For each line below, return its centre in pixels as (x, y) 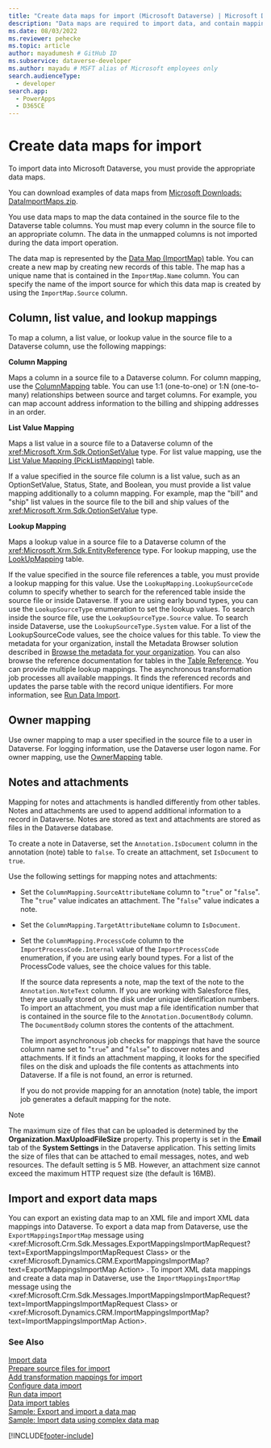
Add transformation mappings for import (75, 1377)
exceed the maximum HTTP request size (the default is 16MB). (112, 1173)
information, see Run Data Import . (65, 694)
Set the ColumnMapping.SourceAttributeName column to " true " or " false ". (140, 892)
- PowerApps (36, 99)
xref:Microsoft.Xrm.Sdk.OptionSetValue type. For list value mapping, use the (135, 452)
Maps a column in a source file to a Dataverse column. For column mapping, (135, 378)
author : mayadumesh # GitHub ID (63, 53)
